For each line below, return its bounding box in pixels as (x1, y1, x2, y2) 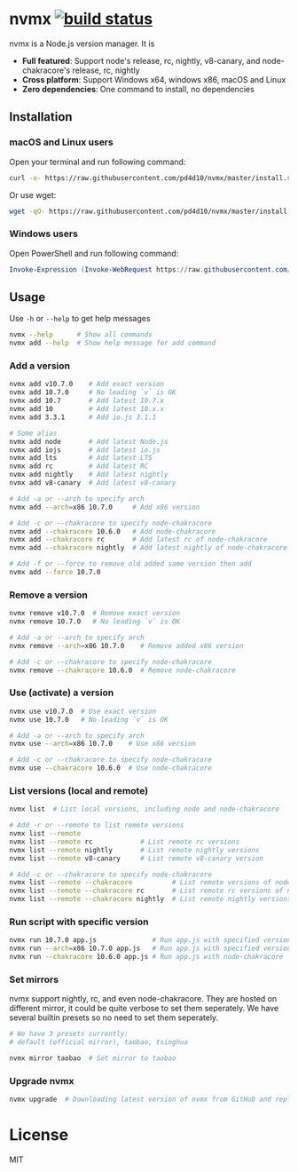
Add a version (9, 360, 71, 372)
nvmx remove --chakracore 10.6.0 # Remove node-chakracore (9, 666, 237, 675)
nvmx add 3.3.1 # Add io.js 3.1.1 (9, 413, 157, 422)
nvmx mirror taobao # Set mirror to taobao (9, 1054, 176, 1063)
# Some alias (9, 429, 58, 438)
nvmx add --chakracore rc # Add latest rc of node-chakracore (9, 535, 268, 544)
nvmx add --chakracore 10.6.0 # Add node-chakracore (9, 527, 216, 536)
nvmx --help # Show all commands (9, 330, 153, 339)
